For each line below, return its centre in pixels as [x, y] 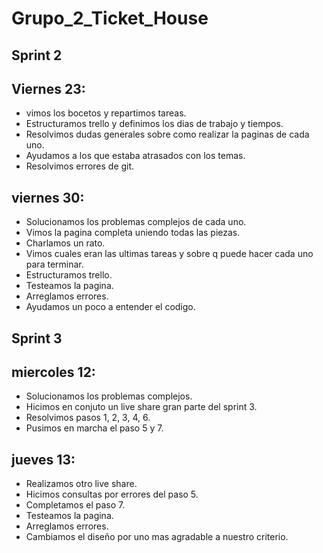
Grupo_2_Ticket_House [110, 18]
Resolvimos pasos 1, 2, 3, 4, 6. [88, 418]
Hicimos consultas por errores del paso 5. [112, 494]
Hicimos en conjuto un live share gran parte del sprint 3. [141, 407]
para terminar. [54, 264]
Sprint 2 [37, 55]
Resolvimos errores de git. [80, 166]
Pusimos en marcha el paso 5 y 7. [94, 428]
